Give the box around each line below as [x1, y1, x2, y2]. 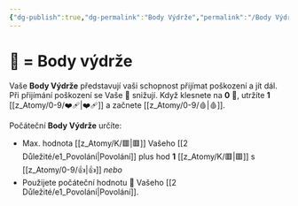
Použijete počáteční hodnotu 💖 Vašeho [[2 [21, 177, 177, 187]
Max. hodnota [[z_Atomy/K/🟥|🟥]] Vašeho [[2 [21, 138, 188, 149]
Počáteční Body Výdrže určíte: [9, 120, 122, 131]
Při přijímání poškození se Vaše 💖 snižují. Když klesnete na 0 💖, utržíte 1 [9, 89, 271, 100]
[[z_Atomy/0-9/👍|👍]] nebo [21, 164, 122, 175]
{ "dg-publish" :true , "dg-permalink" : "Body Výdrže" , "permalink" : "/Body [9, 12, 272, 22]
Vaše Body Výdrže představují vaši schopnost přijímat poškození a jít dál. [9, 80, 278, 91]
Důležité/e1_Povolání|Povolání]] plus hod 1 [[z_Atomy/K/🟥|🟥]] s [21, 151, 255, 162]
